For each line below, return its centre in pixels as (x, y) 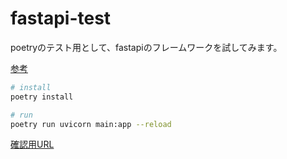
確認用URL (32, 144)
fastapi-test (61, 18)
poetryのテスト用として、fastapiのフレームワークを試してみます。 (146, 47)
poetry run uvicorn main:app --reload (91, 124)
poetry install (42, 97)
